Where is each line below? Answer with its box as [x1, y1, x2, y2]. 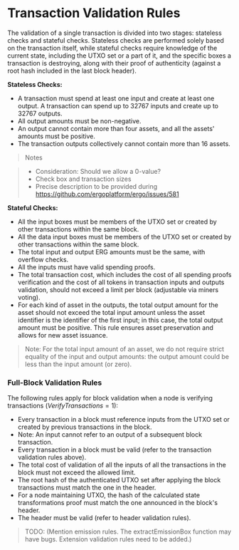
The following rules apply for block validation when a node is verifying [7, 394, 213, 403]
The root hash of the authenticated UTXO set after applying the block [17, 476, 221, 484]
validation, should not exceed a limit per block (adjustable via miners [17, 285, 219, 294]
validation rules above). [17, 453, 87, 462]
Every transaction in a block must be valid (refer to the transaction [17, 445, 212, 454]
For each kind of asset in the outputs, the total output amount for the [17, 301, 218, 309]
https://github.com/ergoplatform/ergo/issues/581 [35, 190, 179, 198]
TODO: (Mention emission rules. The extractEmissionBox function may [24, 527, 231, 536]
